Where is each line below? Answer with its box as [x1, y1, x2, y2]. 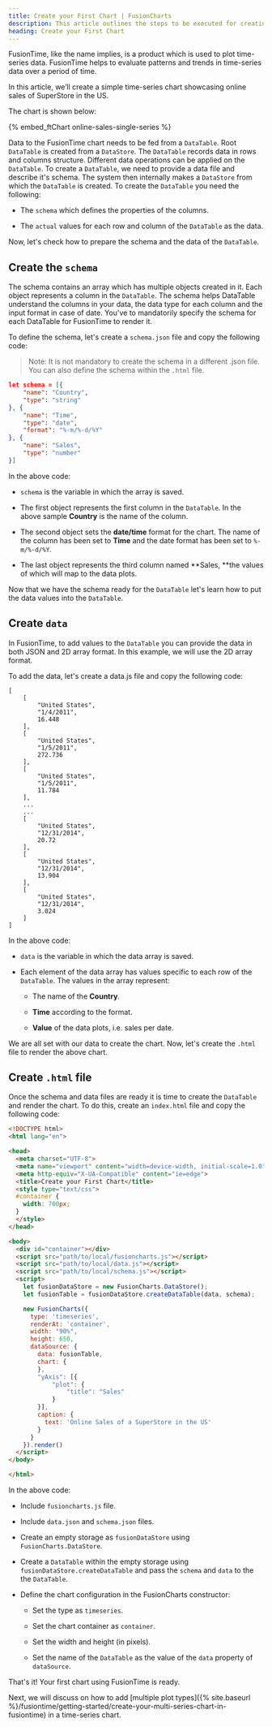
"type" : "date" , [23, 419, 79, 427]
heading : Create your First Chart [8, 27, 125, 35]
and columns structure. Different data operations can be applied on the [8, 155, 245, 165]
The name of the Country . [32, 991, 120, 1001]
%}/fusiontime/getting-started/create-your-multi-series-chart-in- [8, 1702, 227, 1712]
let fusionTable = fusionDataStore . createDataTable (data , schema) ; [23, 1290, 255, 1298]
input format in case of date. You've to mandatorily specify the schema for [8, 308, 257, 317]
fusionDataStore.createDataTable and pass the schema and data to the [19, 1565, 254, 1575]
